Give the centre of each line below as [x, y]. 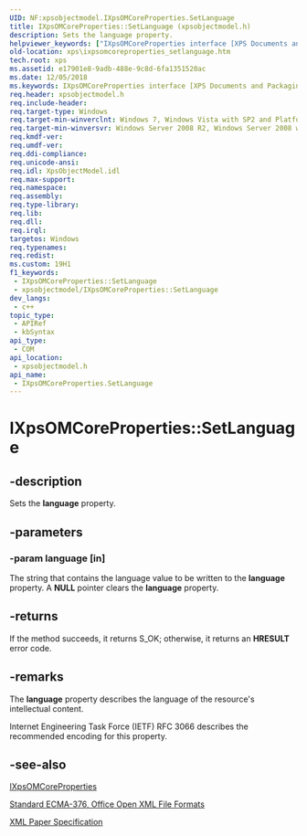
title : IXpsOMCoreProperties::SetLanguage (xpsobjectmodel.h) [130, 26]
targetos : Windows [44, 238]
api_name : [28, 375]
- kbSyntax [34, 333]
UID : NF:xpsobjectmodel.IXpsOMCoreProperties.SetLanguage [122, 18]
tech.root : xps [38, 60]
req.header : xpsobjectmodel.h [67, 94]
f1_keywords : [34, 273]
